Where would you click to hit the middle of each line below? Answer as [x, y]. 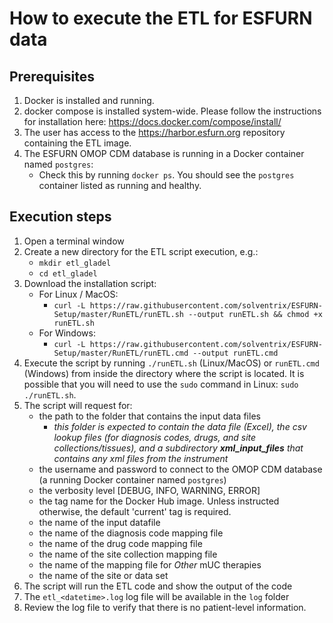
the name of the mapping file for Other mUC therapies [150, 564]
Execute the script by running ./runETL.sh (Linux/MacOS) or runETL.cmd [171, 363]
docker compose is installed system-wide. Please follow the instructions [172, 111]
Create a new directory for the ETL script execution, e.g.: [141, 251]
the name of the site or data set [103, 575]
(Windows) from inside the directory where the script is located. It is [164, 373]
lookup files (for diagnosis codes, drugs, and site [155, 437]
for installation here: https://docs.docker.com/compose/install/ [152, 121]
